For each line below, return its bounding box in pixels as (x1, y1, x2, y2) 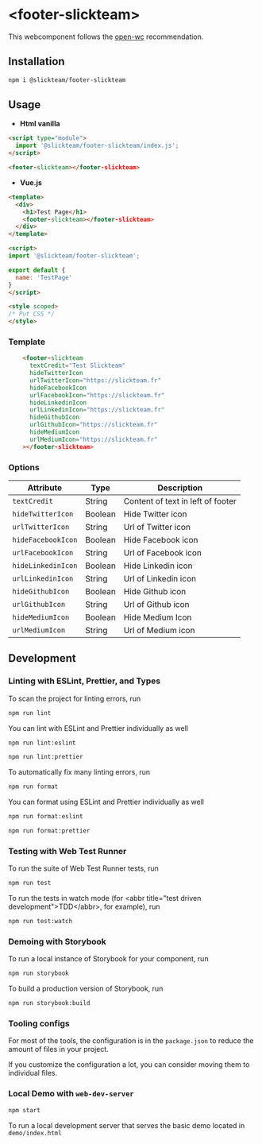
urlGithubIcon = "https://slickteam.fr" (29, 421, 158, 429)
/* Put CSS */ (8, 310, 56, 319)
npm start (8, 1106, 41, 1114)
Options (8, 462, 40, 473)
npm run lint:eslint (8, 739, 77, 747)
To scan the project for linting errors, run (8, 694, 141, 703)
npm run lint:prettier (8, 753, 83, 761)
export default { (8, 266, 66, 274)
